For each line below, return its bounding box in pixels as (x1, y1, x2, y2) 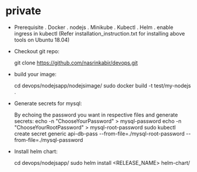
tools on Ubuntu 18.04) (14, 36, 70, 43)
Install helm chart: (14, 148, 58, 155)
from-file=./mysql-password (14, 136, 83, 143)
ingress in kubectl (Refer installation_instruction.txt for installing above (14, 30, 185, 37)
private (5, 4, 42, 18)
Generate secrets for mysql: (14, 99, 82, 107)
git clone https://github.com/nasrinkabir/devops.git (14, 59, 138, 66)
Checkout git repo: (14, 47, 60, 54)
